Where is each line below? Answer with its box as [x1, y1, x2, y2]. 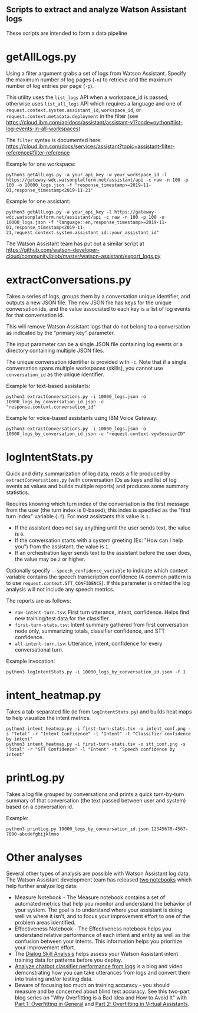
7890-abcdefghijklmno [6, 831, 60, 837]
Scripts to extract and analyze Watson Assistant [6, 5, 187, 15]
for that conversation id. [6, 311, 64, 318]
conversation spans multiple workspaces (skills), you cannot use [6, 364, 163, 371]
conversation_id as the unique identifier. [6, 371, 104, 378]
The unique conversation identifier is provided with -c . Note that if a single [6, 358, 187, 365]
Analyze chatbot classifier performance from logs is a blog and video [14, 963, 183, 970]
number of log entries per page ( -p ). [6, 82, 94, 89]
